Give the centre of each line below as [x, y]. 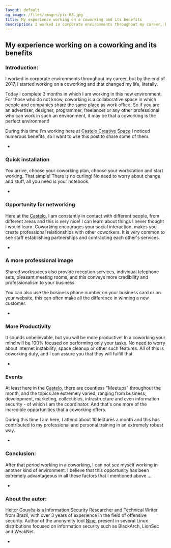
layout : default [22, 10]
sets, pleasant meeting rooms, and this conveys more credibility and [77, 277]
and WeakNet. [20, 532]
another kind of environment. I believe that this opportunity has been [77, 470]
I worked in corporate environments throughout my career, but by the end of [85, 78]
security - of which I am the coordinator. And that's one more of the [76, 404]
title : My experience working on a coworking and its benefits [74, 19]
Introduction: [22, 67]
